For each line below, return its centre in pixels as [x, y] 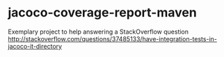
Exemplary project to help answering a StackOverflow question [98, 32]
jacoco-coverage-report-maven [102, 13]
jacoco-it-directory [35, 46]
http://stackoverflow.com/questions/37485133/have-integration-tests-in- [113, 38]
